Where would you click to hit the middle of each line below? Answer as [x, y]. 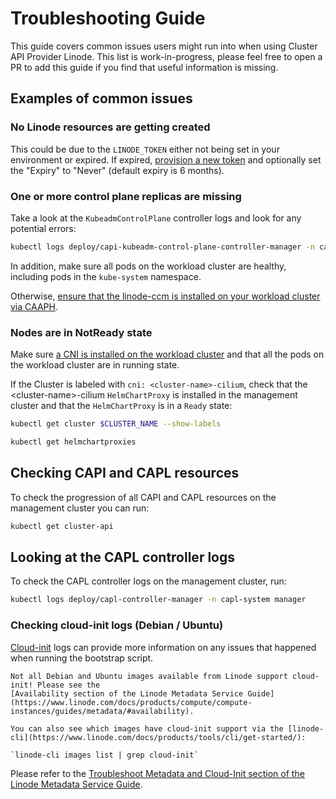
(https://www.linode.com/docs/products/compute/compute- [131, 702]
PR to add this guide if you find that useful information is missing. [144, 67]
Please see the [68, 685]
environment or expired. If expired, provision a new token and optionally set [166, 159]
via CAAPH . [34, 306]
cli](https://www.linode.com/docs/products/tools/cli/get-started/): [158, 737]
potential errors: [43, 228]
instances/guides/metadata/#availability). [102, 711]
